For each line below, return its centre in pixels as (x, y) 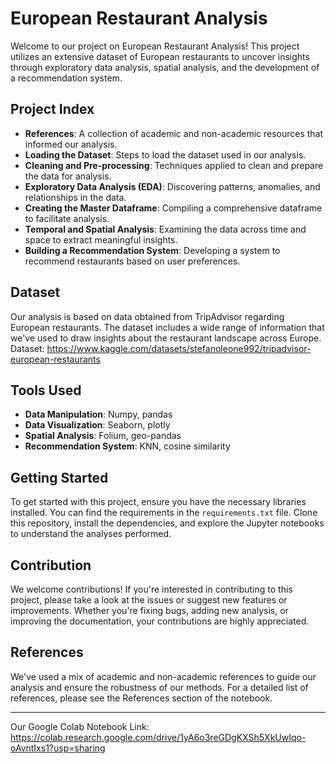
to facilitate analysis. (67, 218)
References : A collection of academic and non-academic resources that (174, 133)
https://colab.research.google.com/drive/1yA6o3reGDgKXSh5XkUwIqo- (158, 737)
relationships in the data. (75, 197)
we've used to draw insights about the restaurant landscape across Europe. (166, 338)
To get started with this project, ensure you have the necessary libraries (158, 502)
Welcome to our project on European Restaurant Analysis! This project (155, 46)
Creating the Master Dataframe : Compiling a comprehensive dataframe (173, 208)
